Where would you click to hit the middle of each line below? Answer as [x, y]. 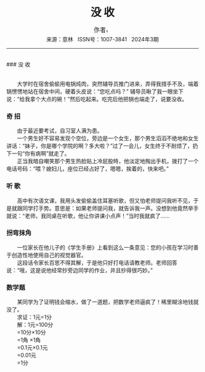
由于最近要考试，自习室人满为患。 [59, 131]
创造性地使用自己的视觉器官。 [49, 255]
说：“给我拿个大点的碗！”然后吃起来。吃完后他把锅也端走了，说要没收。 [97, 99]
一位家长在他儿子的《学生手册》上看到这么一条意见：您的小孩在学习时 [105, 247]
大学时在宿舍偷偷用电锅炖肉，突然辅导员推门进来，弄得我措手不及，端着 [108, 83]
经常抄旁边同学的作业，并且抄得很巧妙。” [102, 270]
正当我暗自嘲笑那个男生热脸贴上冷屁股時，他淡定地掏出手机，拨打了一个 [108, 161]
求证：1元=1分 [34, 317]
